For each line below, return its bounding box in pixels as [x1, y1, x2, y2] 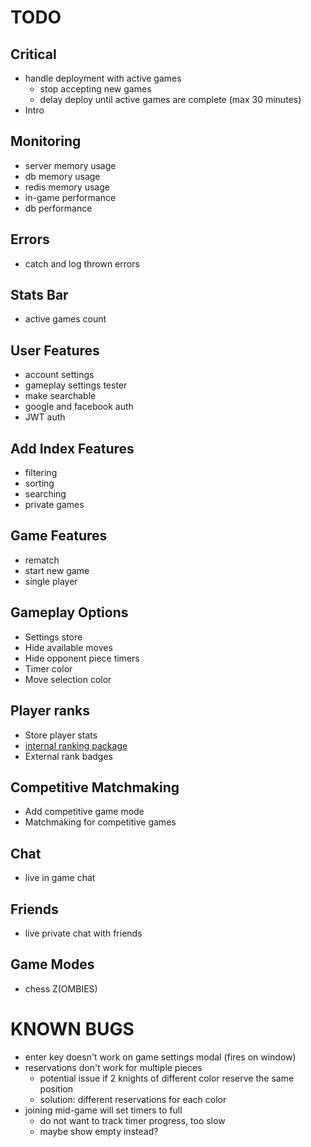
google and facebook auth [24, 401, 134, 413]
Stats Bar [10, 287, 69, 304]
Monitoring [10, 133, 82, 150]
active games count [24, 313, 107, 325]
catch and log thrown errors [24, 257, 140, 270]
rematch [24, 554, 60, 566]
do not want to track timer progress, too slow [39, 1114, 226, 1126]
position [39, 1082, 73, 1095]
